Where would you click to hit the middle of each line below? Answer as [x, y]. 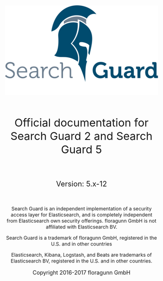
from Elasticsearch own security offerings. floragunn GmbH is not [81, 221]
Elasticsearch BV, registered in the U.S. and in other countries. [81, 261]
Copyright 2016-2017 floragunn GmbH [81, 273]
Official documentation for [81, 123]
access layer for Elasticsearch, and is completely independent [81, 215]
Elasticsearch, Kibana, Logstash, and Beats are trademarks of [81, 255]
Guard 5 [81, 149]
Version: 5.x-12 [81, 184]
